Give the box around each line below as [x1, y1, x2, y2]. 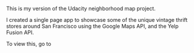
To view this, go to [6, 41, 52, 47]
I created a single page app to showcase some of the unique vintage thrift [6, 16, 188, 23]
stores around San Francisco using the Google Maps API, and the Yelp [6, 23, 179, 29]
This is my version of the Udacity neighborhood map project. [6, 5, 156, 12]
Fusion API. [6, 29, 34, 36]
